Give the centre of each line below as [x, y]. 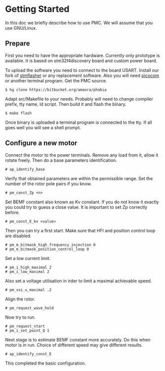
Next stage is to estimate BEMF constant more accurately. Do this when [78, 339]
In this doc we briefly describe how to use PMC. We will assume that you [79, 23]
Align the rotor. [20, 299]
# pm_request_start [25, 326]
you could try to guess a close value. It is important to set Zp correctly [76, 207]
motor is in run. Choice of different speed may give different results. [74, 345]
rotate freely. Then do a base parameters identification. [61, 160]
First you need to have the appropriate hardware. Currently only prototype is [82, 55]
